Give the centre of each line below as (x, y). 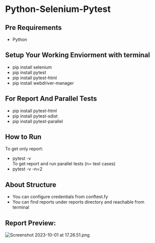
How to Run (23, 137)
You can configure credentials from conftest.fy (60, 197)
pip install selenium (32, 67)
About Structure (31, 184)
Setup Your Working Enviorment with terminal (78, 55)
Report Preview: (31, 223)
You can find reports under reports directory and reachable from (78, 202)
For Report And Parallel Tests (51, 99)
